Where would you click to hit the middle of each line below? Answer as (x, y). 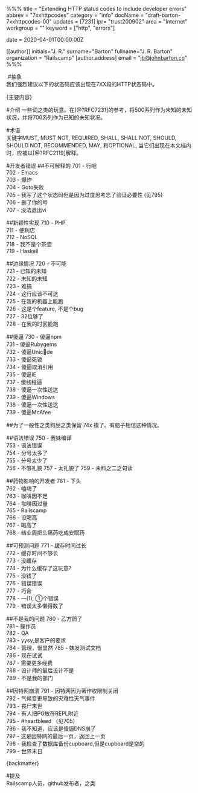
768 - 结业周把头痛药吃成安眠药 (46, 533)
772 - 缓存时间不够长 (32, 553)
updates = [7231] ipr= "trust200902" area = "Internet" (120, 21)
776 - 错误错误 (24, 583)
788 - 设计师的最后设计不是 (40, 670)
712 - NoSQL (22, 237)
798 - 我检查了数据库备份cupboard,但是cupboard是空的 (75, 743)
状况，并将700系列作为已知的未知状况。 (56, 117)
